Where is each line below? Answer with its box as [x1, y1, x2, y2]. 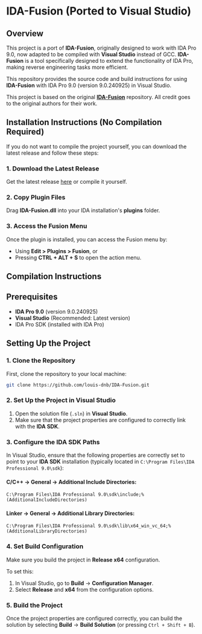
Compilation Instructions [6, 271, 102, 282]
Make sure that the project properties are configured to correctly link [14, 416, 186, 424]
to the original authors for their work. [6, 100, 98, 107]
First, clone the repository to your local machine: [6, 370, 127, 377]
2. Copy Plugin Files [6, 193, 66, 202]
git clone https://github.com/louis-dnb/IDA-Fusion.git [6, 382, 150, 388]
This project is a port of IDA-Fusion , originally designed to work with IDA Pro [6, 44, 197, 51]
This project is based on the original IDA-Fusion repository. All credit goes [6, 94, 191, 100]
